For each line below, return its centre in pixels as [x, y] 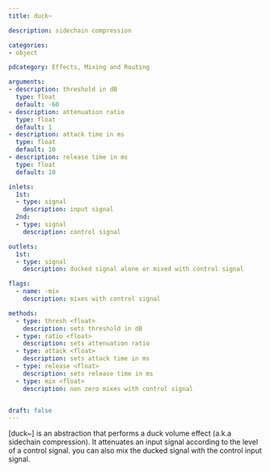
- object [23, 53]
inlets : [21, 187]
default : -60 [38, 104]
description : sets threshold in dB [83, 329]
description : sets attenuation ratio [86, 344]
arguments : [27, 82]
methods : [23, 313]
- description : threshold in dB [63, 90]
